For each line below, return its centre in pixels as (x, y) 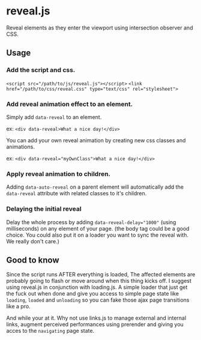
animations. (20, 147)
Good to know (33, 260)
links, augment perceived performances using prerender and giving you (95, 324)
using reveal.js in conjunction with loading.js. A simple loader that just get (97, 287)
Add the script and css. (41, 70)
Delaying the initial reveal (44, 209)
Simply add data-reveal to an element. (54, 117)
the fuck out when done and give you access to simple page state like (92, 294)
